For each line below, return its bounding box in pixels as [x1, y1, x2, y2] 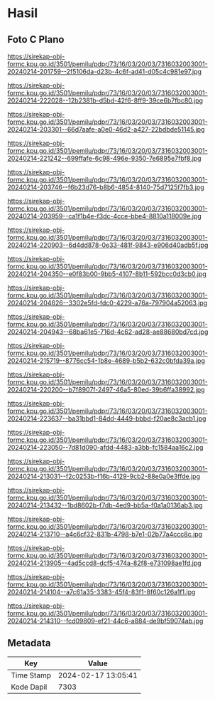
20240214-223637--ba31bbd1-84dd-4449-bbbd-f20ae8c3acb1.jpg [7, 414, 206, 423]
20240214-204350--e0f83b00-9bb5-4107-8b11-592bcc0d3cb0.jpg [7, 270, 207, 278]
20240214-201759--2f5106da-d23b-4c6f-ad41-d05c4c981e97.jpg [7, 68, 202, 75]
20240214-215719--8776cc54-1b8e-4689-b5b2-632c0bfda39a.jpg [7, 357, 206, 364]
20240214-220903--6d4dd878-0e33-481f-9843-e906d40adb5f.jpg [7, 241, 209, 249]
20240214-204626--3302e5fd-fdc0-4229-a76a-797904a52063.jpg [7, 299, 208, 307]
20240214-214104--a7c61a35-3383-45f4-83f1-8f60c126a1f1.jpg [7, 588, 196, 596]
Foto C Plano [7, 33, 65, 46]
